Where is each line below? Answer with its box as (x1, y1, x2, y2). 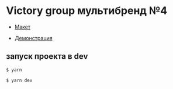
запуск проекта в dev (6, 51, 88, 62)
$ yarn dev (6, 77, 33, 83)
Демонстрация (14, 34, 53, 41)
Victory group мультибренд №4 (6, 4, 168, 17)
